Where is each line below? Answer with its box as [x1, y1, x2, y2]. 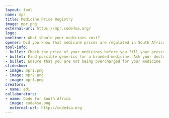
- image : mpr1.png [5, 68, 44, 73]
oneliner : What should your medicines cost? [5, 36, 100, 41]
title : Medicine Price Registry [5, 17, 73, 22]
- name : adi [5, 86, 30, 92]
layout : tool [5, 7, 33, 13]
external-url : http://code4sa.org [10, 105, 82, 110]
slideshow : [5, 63, 28, 68]
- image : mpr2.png [5, 73, 44, 78]
